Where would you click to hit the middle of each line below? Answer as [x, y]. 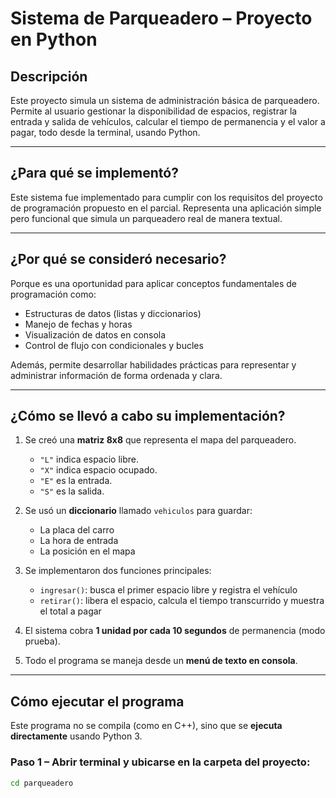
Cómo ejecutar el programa [97, 701]
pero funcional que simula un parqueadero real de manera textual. [146, 218]
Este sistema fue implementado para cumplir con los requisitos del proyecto [166, 197]
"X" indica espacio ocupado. [98, 470]
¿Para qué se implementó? [94, 173]
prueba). [42, 641]
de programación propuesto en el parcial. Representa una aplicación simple [166, 208]
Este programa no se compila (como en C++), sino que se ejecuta [146, 726]
